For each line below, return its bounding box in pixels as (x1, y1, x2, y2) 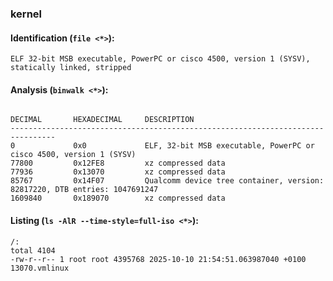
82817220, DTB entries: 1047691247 (10, 185, 159, 195)
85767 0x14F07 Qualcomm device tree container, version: (10, 176, 325, 186)
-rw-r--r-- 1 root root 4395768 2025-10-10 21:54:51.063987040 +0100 (10, 254, 307, 264)
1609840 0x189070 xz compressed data (10, 193, 226, 204)
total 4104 (10, 245, 56, 256)
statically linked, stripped (10, 63, 132, 73)
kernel (10, 7, 43, 21)
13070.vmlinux (10, 263, 70, 273)
